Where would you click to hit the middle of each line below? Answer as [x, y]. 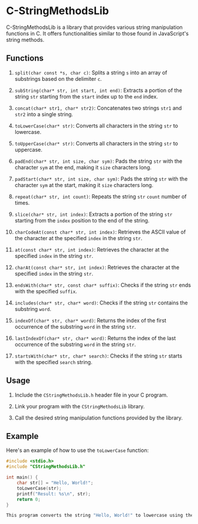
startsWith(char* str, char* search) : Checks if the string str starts [98, 356]
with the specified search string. [53, 362]
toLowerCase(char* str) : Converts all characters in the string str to [96, 126]
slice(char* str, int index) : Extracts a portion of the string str [93, 214]
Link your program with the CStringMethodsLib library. [80, 406]
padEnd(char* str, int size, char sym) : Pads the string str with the [98, 161]
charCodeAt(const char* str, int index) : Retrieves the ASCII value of [100, 232]
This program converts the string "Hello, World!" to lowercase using [95, 515]
